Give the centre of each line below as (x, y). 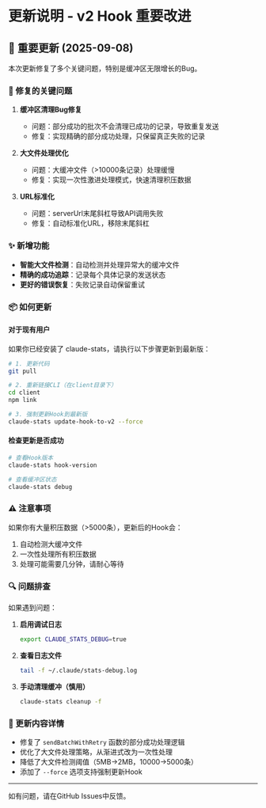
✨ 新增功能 (29, 246)
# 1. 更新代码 (29, 364)
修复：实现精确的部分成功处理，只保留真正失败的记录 (118, 136)
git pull (23, 371)
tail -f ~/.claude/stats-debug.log (78, 671)
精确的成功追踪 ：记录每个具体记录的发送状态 (93, 275)
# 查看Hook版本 (31, 458)
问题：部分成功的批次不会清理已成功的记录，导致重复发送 (125, 127)
